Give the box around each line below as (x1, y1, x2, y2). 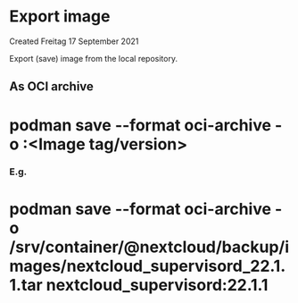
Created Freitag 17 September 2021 (9, 36, 139, 46)
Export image (9, 6, 111, 27)
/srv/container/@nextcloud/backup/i (9, 237, 290, 257)
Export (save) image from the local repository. (9, 53, 178, 63)
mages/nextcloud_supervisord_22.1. (9, 256, 286, 276)
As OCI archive (9, 79, 94, 95)
